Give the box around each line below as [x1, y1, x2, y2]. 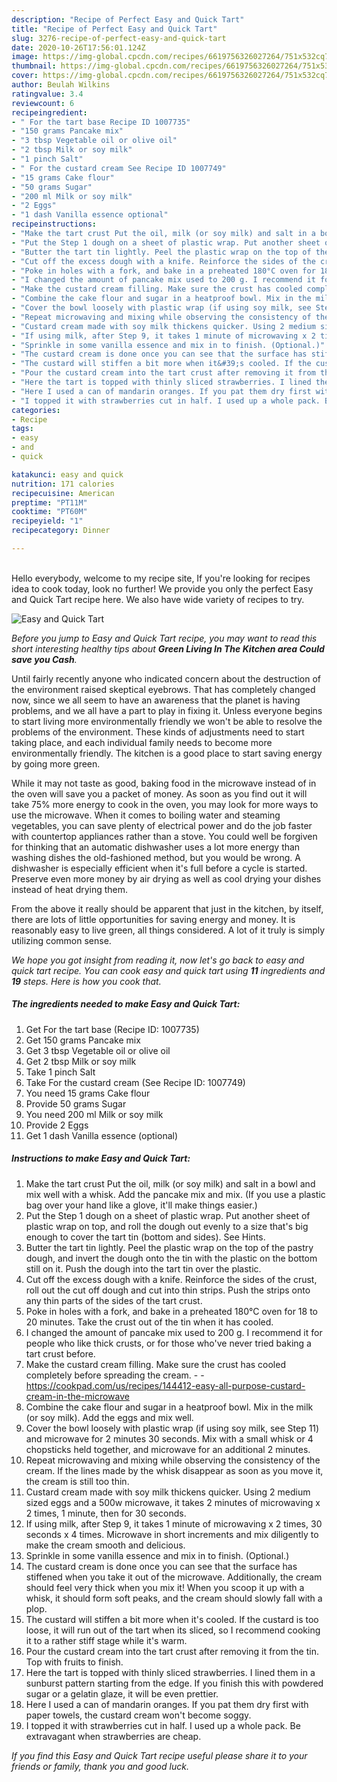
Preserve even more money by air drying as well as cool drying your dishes [11, 872, 322, 885]
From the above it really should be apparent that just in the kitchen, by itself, [11, 902, 324, 915]
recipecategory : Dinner [11, 526, 111, 536]
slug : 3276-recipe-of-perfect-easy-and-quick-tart [11, 33, 227, 43]
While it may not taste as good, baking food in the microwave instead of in [11, 777, 317, 789]
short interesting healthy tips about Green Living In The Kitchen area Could [11, 642, 325, 655]
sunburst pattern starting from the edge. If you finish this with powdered [25, 1677, 324, 1689]
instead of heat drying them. [11, 883, 129, 895]
